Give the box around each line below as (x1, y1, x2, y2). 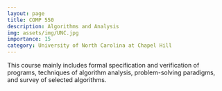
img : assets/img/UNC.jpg (7, 29, 79, 37)
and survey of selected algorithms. (7, 76, 107, 83)
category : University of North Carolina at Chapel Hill (7, 42, 172, 49)
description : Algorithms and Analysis (7, 23, 119, 30)
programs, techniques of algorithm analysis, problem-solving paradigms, (7, 68, 216, 77)
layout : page (7, 10, 45, 17)
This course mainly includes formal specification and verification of (7, 61, 200, 69)
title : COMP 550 (7, 17, 54, 23)
